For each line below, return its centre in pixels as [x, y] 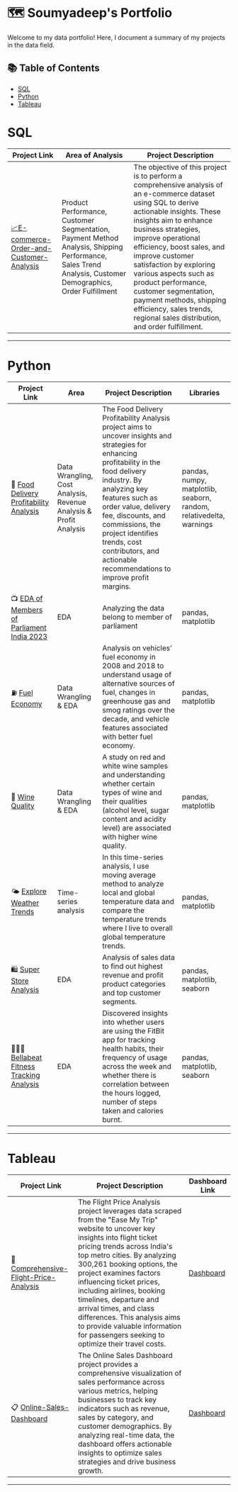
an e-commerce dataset [174, 194]
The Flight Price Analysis [119, 1202]
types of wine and [132, 792]
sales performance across [121, 1381]
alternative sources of [138, 683]
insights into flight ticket [118, 1237]
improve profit [126, 577]
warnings [197, 524]
